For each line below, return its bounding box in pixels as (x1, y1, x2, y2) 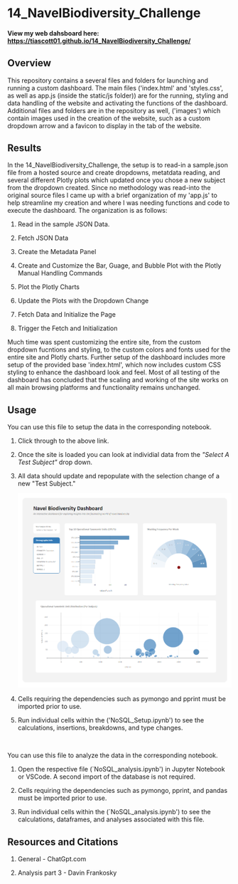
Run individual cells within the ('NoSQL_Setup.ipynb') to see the (17, 716, 205, 725)
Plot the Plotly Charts (17, 283, 80, 291)
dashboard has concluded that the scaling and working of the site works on (7, 376, 229, 384)
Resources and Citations (7, 836, 119, 848)
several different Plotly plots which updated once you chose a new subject (7, 176, 226, 184)
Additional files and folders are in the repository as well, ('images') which (7, 106, 221, 115)
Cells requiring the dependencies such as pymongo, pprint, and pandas (17, 786, 228, 795)
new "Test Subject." (17, 479, 76, 488)
